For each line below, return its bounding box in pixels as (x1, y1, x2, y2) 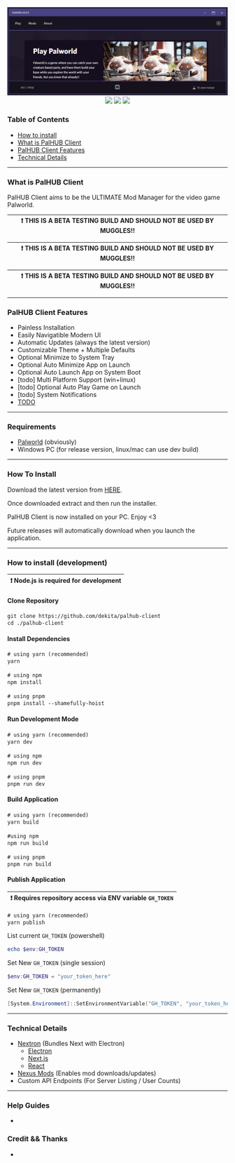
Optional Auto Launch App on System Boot (17, 368, 141, 377)
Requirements (7, 422, 57, 432)
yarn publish (7, 919, 45, 927)
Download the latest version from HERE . (7, 485, 122, 494)
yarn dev (7, 738, 33, 746)
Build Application (7, 795, 59, 804)
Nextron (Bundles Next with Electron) (17, 1040, 125, 1048)
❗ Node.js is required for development (10, 576, 122, 584)
